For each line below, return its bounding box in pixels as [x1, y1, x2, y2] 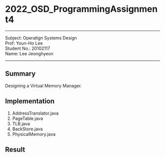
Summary [5, 70, 36, 78]
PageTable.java [12, 115, 43, 121]
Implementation [5, 97, 55, 106]
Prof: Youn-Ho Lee [5, 40, 43, 46]
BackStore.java [12, 126, 43, 132]
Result [5, 145, 26, 154]
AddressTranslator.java [12, 110, 59, 116]
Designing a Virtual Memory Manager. [5, 82, 82, 88]
